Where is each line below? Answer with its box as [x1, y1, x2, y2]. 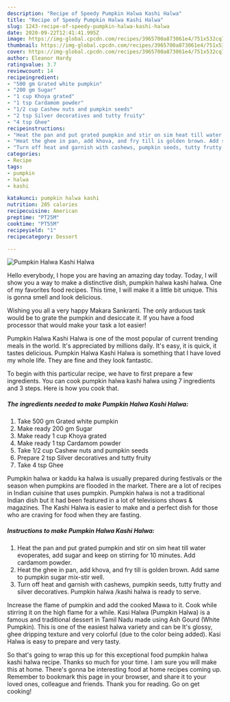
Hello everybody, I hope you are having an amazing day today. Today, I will [7, 271, 218, 280]
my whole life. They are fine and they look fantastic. [7, 356, 153, 365]
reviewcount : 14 [7, 67, 53, 74]
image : [7, 36, 26, 43]
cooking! [7, 688, 32, 696]
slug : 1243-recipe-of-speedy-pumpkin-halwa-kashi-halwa [7, 23, 170, 30]
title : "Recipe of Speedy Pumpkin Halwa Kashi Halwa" [7, 16, 164, 23]
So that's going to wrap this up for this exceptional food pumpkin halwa [7, 650, 209, 659]
